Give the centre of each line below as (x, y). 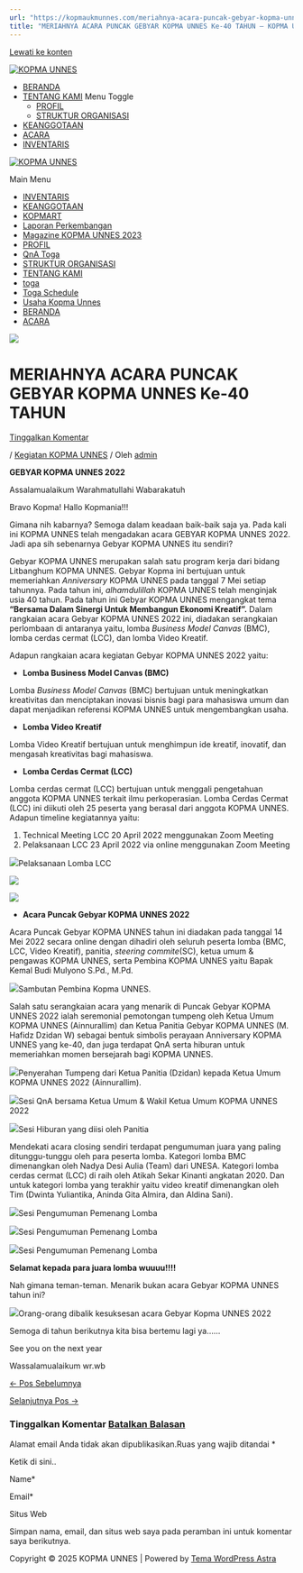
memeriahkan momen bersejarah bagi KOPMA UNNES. (111, 1055)
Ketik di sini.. (33, 1461)
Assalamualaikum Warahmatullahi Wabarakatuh (97, 490)
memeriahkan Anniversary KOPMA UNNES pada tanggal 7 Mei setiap (138, 581)
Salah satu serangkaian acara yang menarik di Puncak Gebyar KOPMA (140, 1007)
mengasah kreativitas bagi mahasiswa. (81, 754)
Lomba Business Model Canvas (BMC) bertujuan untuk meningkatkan (139, 690)
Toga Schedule (50, 292)
